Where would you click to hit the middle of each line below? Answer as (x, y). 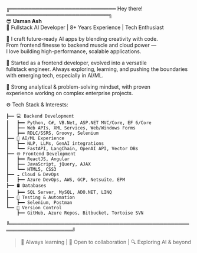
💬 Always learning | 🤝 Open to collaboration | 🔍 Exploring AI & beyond (106, 242)
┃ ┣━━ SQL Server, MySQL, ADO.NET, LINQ (59, 192)
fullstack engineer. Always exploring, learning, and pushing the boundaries (97, 69)
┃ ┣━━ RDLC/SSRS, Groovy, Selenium (52, 133)
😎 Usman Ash (24, 21)
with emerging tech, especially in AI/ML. (55, 75)
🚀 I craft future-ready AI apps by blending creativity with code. (82, 39)
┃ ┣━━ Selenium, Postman (39, 203)
